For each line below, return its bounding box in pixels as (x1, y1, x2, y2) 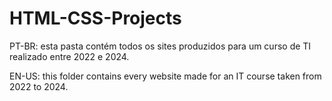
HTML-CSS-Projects (9, 7, 182, 30)
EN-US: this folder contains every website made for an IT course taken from (9, 70, 322, 82)
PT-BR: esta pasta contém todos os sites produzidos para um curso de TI (9, 40, 312, 52)
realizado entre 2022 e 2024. (9, 50, 130, 62)
